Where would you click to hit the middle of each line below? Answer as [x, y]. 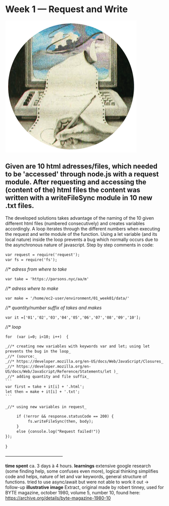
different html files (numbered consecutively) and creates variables [75, 223]
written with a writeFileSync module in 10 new [79, 198]
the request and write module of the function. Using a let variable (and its [81, 234]
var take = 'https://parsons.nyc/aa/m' [47, 279]
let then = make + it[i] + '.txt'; [43, 392]
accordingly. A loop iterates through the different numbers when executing [83, 229]
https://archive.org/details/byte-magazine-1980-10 [58, 498]
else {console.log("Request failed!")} [58, 431]
